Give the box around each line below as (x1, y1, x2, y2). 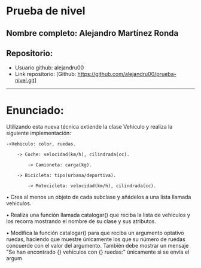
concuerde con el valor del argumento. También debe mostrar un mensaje (6, 242, 189, 249)
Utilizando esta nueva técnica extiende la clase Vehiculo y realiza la (6, 123, 173, 130)
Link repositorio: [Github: (14, 71, 77, 78)
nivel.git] (14, 77, 37, 84)
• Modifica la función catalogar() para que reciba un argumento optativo (6, 229, 184, 237)
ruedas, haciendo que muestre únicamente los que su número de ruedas (6, 236, 185, 243)
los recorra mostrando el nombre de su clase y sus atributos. (6, 218, 157, 225)
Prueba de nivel (6, 4, 86, 18)
